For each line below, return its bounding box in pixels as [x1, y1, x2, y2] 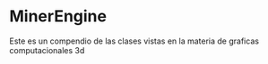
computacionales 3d [9, 44, 85, 55]
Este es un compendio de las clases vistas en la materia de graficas [9, 36, 260, 46]
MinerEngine [9, 6, 108, 27]
